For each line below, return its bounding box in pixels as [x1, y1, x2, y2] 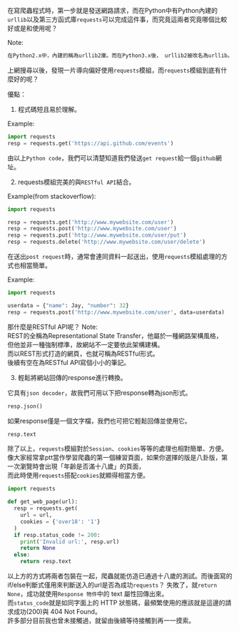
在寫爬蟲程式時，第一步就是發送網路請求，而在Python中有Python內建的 [7, 6, 218, 14]
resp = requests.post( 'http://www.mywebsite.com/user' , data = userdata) [7, 309, 225, 316]
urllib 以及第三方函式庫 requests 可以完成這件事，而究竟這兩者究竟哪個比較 [7, 15, 228, 24]
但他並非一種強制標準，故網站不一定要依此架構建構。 [7, 340, 164, 349]
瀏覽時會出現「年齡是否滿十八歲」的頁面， [19, 462, 145, 471]
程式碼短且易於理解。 [17, 105, 81, 113]
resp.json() [7, 402, 43, 410]
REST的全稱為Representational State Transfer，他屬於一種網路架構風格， [7, 331, 223, 340]
